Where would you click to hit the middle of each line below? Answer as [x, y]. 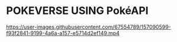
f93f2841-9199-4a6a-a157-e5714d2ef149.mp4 [63, 33]
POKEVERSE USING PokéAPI [78, 11]
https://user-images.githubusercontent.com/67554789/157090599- [89, 27]
